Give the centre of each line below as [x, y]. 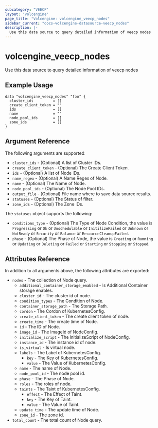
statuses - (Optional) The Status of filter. [53, 199]
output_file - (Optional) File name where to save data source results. [82, 194]
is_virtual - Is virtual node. [47, 347]
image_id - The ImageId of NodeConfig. [59, 332]
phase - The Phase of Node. [47, 379]
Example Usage [29, 85]
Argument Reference [37, 141]
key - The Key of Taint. [49, 399]
